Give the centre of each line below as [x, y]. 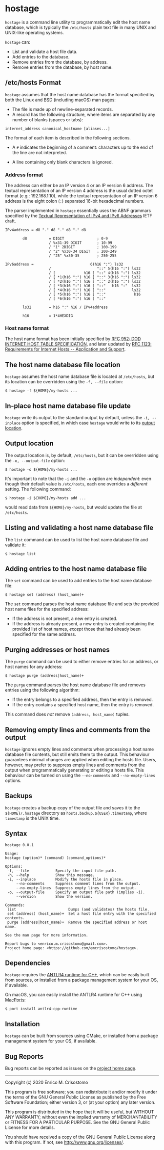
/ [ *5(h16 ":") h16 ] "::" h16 [94, 294]
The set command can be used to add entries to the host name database [79, 581]
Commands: [15, 905]
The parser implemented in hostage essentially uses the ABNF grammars [78, 211]
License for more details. [30, 1127]
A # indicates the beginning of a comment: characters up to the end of [83, 147]
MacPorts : [15, 1000]
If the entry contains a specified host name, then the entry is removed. [83, 705]
